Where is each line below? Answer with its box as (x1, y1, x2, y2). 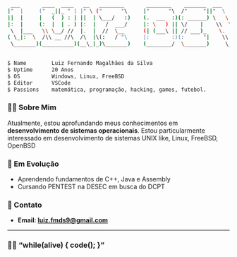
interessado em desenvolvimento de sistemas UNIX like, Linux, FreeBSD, (7, 133, 219, 142)
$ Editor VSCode (7, 79, 71, 86)
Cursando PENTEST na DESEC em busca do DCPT (17, 182, 166, 191)
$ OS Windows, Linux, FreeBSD (7, 73, 125, 80)
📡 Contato (7, 200, 42, 210)
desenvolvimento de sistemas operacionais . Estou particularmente (7, 126, 206, 135)
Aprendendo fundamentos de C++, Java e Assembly (17, 174, 171, 183)
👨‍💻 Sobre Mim (7, 102, 56, 112)
